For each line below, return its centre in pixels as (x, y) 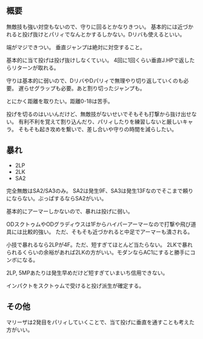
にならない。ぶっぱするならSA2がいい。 (57, 198)
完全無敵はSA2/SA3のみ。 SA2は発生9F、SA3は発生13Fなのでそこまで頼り (100, 191)
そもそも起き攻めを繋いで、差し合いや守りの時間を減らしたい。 (98, 129)
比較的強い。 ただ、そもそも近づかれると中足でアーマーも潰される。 (108, 231)
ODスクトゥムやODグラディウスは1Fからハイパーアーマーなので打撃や (93, 224)
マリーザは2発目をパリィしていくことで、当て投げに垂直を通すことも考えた (101, 322)
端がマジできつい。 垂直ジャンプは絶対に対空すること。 (76, 47)
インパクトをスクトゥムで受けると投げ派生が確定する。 (75, 286)
